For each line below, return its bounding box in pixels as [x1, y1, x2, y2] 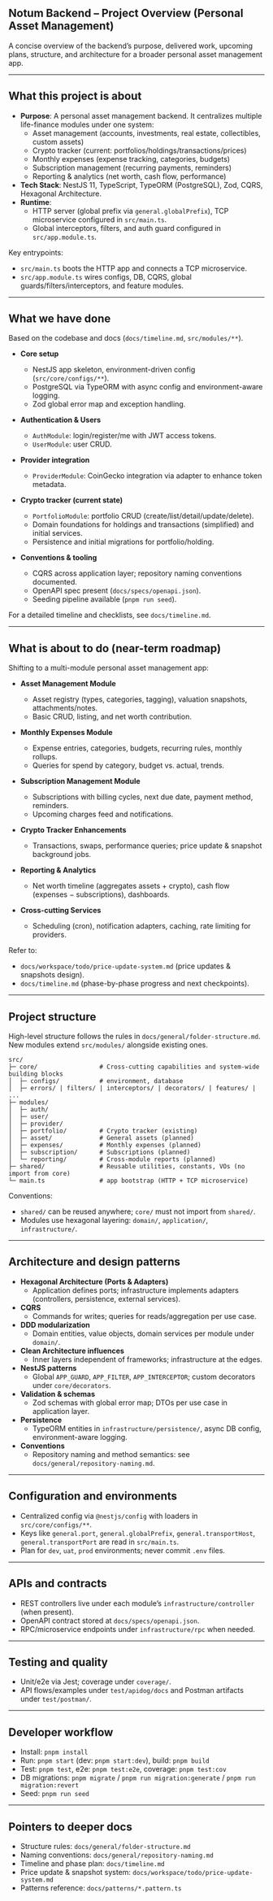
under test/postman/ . [19, 1694, 92, 1704]
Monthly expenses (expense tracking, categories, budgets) [32, 154, 230, 163]
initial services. [32, 529, 83, 538]
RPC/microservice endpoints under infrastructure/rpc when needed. [19, 1624, 256, 1633]
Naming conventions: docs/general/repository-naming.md [19, 1850, 214, 1860]
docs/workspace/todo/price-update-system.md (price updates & [19, 961, 232, 971]
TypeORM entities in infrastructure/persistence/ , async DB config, [32, 1423, 262, 1433]
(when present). [19, 1607, 75, 1616]
